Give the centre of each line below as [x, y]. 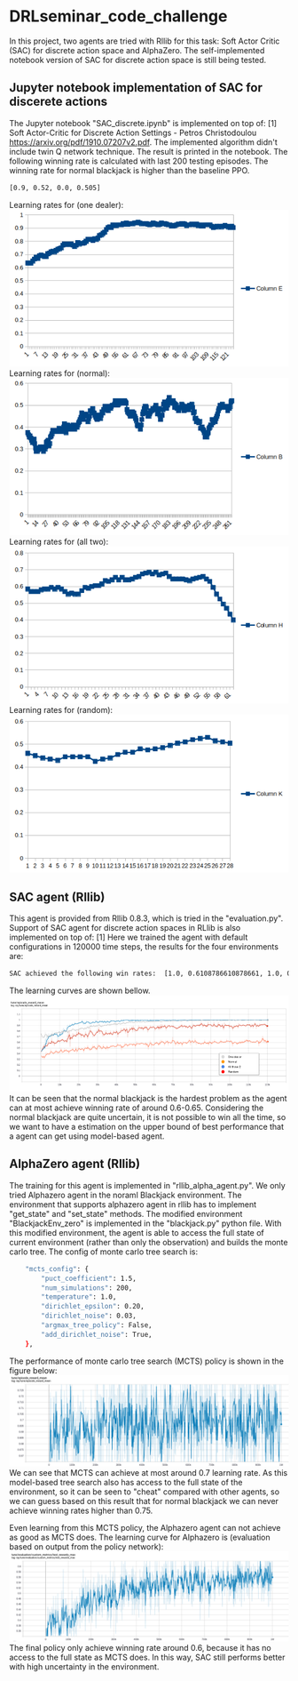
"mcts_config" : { [57, 1269]
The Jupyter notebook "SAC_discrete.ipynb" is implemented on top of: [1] [143, 123]
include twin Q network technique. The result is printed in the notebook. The [149, 151]
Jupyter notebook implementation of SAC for [136, 88]
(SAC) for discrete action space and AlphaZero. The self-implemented [137, 50]
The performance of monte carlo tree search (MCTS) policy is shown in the [146, 1361]
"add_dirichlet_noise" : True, [97, 1334]
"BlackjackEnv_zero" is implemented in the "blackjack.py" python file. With [145, 1223]
